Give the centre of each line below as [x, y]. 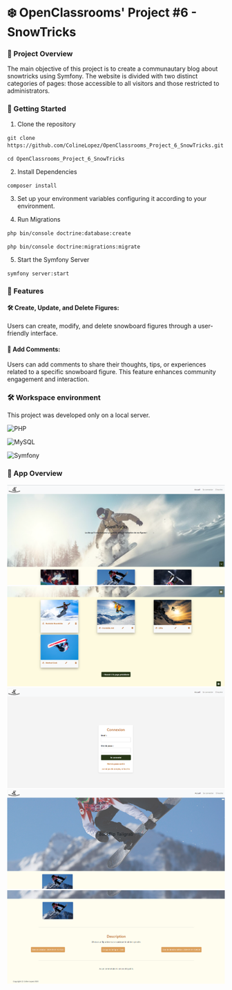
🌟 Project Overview [40, 54]
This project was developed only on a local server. [79, 415]
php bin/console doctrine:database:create [69, 233]
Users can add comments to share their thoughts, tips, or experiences [107, 364]
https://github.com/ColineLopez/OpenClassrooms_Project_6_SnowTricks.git [116, 145]
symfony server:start [38, 274]
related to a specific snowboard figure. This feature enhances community [112, 372]
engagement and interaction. [48, 379]
